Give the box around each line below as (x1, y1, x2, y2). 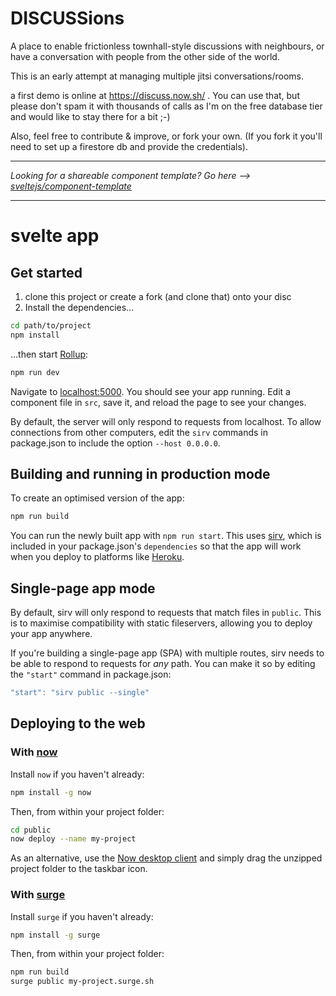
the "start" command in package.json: (10, 668, 172, 681)
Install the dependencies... (24, 301, 135, 313)
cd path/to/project (10, 320, 92, 331)
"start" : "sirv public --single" (10, 688, 150, 698)
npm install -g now (10, 787, 92, 797)
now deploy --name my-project (10, 834, 137, 844)
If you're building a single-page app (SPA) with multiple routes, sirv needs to (10, 647, 325, 659)
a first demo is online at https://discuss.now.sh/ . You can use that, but (10, 89, 300, 101)
